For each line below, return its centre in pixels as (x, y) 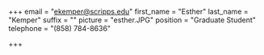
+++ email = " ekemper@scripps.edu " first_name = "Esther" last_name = (128, 12)
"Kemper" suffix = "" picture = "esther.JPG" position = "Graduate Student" (132, 20)
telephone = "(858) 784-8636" (60, 28)
